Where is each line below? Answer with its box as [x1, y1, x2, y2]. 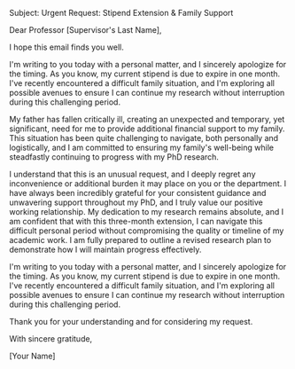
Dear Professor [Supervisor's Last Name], [9, 25, 162, 35]
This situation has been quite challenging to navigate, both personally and [9, 133, 279, 143]
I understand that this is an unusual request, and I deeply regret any [9, 169, 256, 179]
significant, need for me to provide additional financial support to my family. [9, 123, 285, 134]
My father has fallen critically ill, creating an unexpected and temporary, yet [9, 114, 285, 124]
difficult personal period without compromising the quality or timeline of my [9, 225, 284, 236]
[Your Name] [9, 350, 56, 361]
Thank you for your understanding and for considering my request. [9, 317, 253, 326]
